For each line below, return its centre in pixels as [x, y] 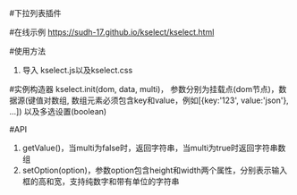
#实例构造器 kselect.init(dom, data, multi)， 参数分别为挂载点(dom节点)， [144, 89]
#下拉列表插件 [35, 13]
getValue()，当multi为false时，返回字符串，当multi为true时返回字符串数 [154, 148]
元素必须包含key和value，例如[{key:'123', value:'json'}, [188, 100]
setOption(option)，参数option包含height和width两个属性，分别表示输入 [155, 170]
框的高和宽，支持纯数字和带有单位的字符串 [101, 181]
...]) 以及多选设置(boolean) [58, 111]
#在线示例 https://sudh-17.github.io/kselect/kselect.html [112, 32]
